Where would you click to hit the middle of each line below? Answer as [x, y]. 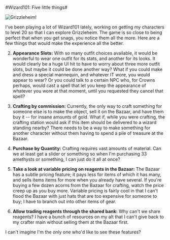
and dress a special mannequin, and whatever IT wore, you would [81, 75]
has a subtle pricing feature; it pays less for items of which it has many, [87, 174]
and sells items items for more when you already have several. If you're [87, 180]
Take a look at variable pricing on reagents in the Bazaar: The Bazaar [86, 169]
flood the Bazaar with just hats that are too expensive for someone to [85, 196]
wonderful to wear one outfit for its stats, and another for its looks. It [84, 58]
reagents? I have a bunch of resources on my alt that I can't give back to [88, 217]
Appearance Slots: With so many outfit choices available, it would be [85, 53]
